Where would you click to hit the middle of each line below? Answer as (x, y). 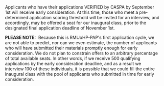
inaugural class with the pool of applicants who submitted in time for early (80, 74)
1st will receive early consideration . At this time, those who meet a (72, 12)
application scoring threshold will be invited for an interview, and (94, 17)
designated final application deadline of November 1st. (60, 28)
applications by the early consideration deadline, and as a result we (73, 64)
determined (17, 17)
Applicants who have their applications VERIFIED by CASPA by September (80, 7)
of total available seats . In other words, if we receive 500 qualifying (73, 58)
